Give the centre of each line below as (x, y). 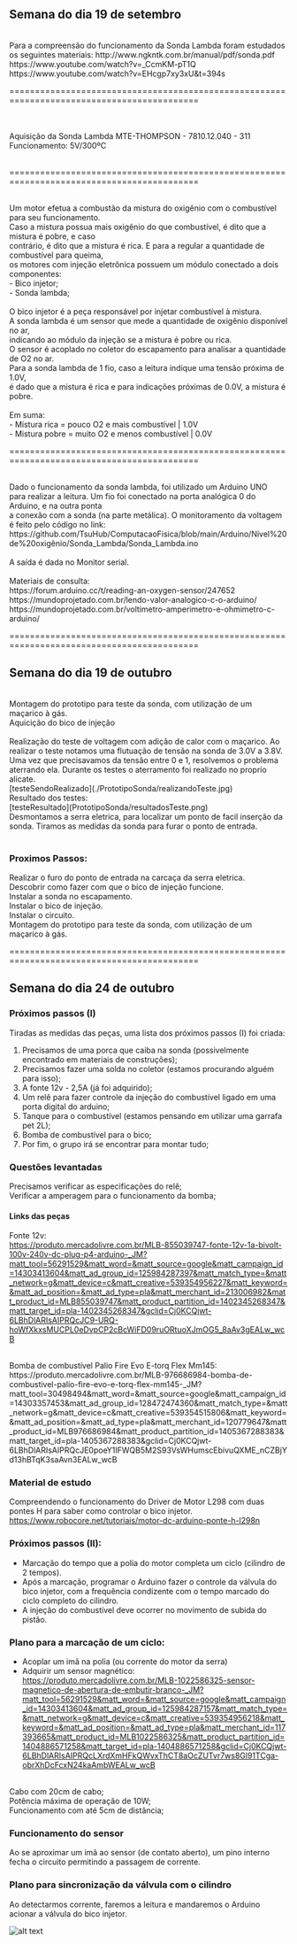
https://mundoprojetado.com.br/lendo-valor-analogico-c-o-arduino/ (133, 599)
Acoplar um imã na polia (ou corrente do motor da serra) (125, 1662)
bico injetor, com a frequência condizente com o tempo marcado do (145, 1591)
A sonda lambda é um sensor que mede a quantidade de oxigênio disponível (148, 320)
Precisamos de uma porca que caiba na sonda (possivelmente (135, 1050)
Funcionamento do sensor (66, 1833)
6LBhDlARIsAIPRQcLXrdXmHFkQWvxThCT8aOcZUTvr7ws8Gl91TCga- (150, 1755)
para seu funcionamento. (55, 217)
